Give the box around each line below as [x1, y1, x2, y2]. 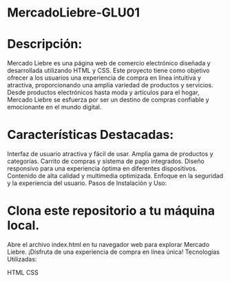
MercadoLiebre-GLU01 [7, 5, 140, 21]
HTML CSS [7, 268, 39, 276]
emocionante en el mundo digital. [7, 103, 102, 111]
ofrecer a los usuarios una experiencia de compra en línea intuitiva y [7, 74, 202, 82]
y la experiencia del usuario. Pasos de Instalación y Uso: [7, 179, 167, 187]
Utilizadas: [7, 255, 37, 263]
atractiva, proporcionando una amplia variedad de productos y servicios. [7, 81, 213, 89]
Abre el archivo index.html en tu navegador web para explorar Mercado [7, 241, 210, 248]
